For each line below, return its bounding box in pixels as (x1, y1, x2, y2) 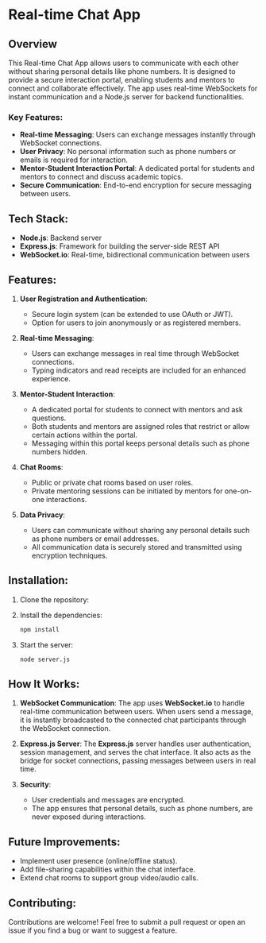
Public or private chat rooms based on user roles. (31, 477, 194, 487)
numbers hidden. (31, 446, 88, 456)
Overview (8, 37, 58, 51)
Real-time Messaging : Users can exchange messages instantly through (19, 129, 256, 140)
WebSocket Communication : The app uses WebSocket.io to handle (19, 698, 245, 708)
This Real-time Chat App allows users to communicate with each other (8, 58, 239, 68)
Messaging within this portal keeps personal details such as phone (31, 439, 250, 448)
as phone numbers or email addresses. (31, 534, 160, 543)
